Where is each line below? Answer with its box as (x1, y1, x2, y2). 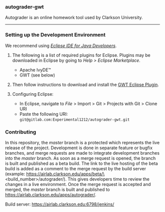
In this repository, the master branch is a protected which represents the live (5, 139, 160, 145)
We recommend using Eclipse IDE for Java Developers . (5, 43, 117, 49)
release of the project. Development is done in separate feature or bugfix (5, 145, 153, 151)
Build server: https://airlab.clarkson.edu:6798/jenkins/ (5, 201, 114, 207)
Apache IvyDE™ (19, 67, 51, 73)
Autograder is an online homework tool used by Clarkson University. (5, 15, 143, 21)
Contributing (5, 129, 36, 135)
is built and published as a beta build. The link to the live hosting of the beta (5, 160, 158, 166)
